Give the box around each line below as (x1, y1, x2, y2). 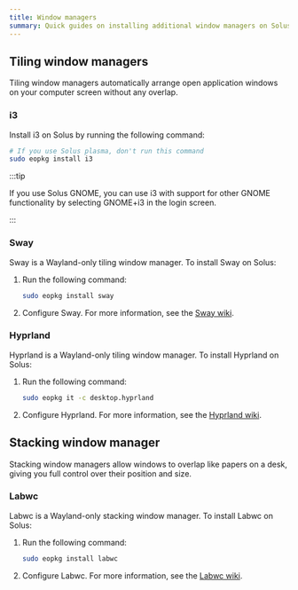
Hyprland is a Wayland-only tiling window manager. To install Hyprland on (9, 350, 279, 360)
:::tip (9, 170, 26, 182)
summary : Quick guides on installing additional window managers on (9, 21, 268, 30)
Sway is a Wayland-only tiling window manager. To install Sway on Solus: (9, 256, 277, 267)
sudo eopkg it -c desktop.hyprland (21, 393, 154, 402)
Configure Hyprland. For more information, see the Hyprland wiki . (21, 409, 262, 420)
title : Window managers (9, 12, 98, 22)
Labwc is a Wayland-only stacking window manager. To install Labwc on (9, 510, 273, 521)
